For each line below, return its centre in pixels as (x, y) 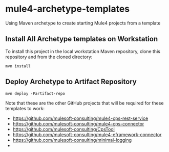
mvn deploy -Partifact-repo (35, 93)
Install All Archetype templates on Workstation (81, 39)
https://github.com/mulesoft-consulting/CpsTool (64, 129)
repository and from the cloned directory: (49, 57)
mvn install (18, 66)
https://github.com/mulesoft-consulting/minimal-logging (72, 140)
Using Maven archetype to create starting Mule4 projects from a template (83, 23)
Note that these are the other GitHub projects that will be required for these (84, 103)
